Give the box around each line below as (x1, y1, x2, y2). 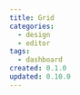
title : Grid (9, 13, 55, 23)
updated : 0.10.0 (9, 72, 71, 81)
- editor (17, 38, 51, 48)
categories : (9, 22, 55, 31)
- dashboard (17, 55, 64, 64)
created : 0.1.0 (9, 64, 67, 73)
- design (17, 30, 51, 39)
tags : (9, 47, 30, 56)
